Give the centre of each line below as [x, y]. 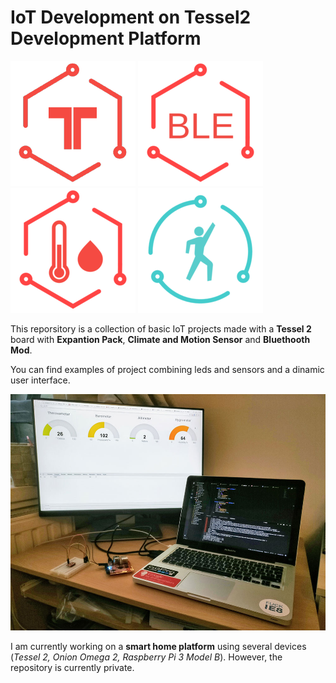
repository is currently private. [72, 667]
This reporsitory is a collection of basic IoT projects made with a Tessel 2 [161, 328]
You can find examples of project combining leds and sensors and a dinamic [167, 369]
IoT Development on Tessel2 [131, 17]
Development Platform [106, 38]
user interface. [40, 380]
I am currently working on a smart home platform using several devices [158, 646]
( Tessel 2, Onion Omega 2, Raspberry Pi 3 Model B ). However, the [146, 657]
